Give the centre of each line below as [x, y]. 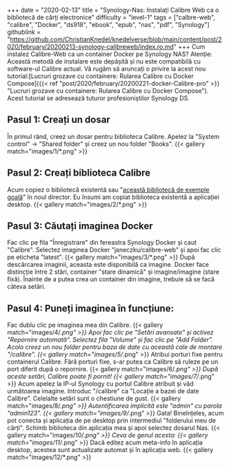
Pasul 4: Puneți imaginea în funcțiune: [91, 308]
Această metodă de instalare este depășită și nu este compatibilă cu [104, 61]
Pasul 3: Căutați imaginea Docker [80, 226]
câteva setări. [27, 287]
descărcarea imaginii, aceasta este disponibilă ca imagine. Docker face [108, 265]
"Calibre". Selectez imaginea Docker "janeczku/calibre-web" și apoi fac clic [114, 250]
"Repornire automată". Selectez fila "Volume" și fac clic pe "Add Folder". [110, 340]
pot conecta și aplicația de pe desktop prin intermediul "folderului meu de [112, 420]
